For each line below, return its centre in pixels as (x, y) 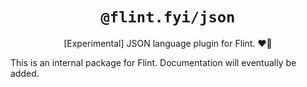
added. (25, 73)
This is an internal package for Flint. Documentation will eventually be (153, 62)
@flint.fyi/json (168, 17)
